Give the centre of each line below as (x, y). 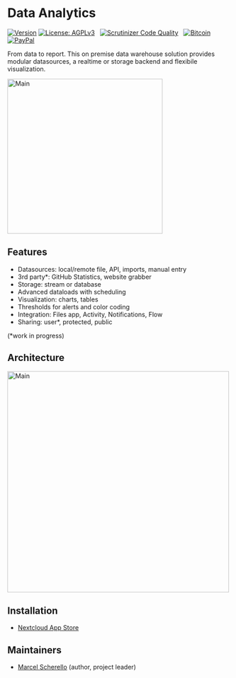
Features (27, 252)
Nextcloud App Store (48, 628)
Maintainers (35, 650)
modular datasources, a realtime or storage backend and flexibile (102, 61)
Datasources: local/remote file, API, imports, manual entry (102, 269)
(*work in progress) (36, 335)
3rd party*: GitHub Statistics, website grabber (85, 277)
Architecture (36, 358)
